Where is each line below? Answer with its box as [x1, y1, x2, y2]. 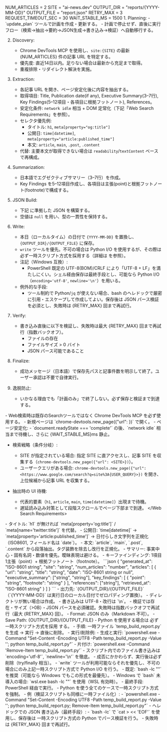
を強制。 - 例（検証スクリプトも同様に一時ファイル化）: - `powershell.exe [5, 691, 157, 697]
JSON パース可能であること [27, 348, 84, 354]
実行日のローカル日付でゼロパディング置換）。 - [51, 592, 149, 598]
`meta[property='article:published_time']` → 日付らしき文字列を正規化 [5, 534, 149, 539]
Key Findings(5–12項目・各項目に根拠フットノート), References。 [19, 99, 155, 105]
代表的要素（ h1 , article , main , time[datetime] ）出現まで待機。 [19, 499, 149, 505]
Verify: [12, 313, 26, 318]
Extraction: [12, 76, 35, 82]
